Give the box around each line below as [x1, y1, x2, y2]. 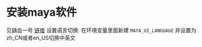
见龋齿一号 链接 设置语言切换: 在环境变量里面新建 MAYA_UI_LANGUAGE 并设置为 [6, 27, 197, 34]
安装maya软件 [6, 5, 77, 19]
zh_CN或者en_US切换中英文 [6, 34, 76, 41]
